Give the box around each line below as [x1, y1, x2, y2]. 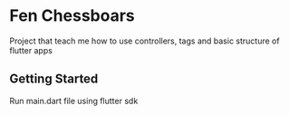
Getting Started [9, 72, 99, 87]
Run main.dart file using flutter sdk [9, 95, 139, 106]
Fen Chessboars [9, 5, 135, 26]
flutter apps [9, 44, 53, 55]
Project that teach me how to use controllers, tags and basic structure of [9, 35, 280, 46]
